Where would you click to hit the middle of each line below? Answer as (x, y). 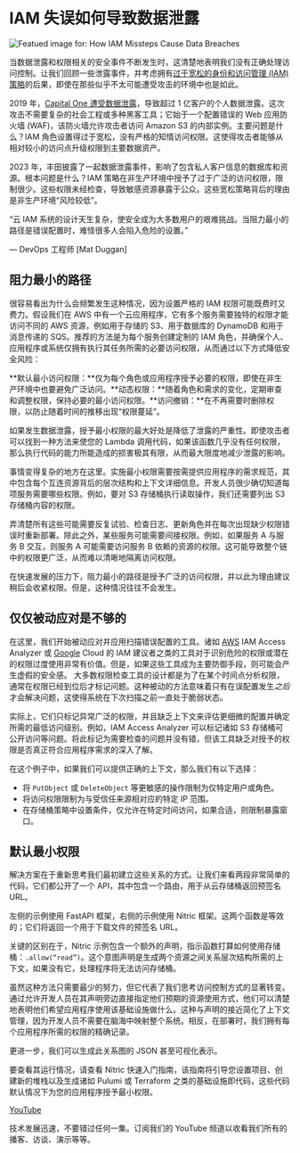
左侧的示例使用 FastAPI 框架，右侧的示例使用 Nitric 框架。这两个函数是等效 (147, 916)
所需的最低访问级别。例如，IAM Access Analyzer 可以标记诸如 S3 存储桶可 (146, 727)
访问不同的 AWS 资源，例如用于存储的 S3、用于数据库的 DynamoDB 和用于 (146, 325)
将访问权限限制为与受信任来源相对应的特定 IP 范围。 (118, 798)
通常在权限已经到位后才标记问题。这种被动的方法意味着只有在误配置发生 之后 (150, 686)
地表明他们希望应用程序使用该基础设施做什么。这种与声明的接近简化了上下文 (150, 1009)
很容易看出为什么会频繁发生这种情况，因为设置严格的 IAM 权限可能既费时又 (147, 303)
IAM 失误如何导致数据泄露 (105, 18)
